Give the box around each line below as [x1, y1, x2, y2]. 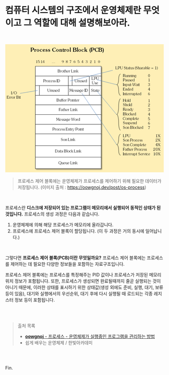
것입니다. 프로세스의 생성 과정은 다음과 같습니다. [5, 211, 100, 217]
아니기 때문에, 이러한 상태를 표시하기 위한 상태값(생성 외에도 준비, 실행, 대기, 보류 [5, 284, 163, 290]
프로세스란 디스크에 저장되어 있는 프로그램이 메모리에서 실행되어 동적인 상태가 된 [5, 204, 161, 210]
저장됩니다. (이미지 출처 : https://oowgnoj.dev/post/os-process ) [17, 184, 147, 190]
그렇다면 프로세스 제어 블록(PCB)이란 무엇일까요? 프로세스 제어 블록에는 [5, 255, 146, 261]
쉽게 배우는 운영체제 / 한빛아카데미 [25, 339, 93, 345]
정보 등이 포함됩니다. [14, 296, 55, 303]
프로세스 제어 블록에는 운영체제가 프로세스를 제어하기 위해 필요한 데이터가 [17, 178, 162, 184]
